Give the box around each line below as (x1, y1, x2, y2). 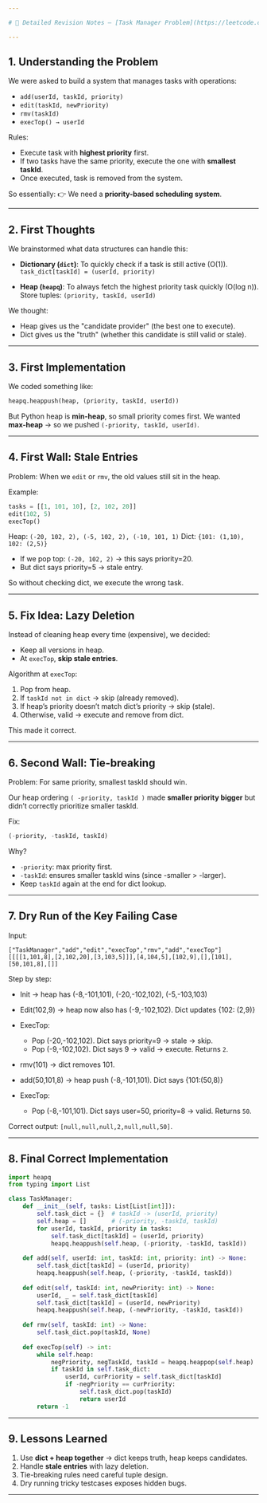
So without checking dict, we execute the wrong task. (8, 578, 184, 588)
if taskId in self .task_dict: (50, 1365, 151, 1374)
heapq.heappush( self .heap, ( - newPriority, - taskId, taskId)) (37, 1306, 244, 1314)
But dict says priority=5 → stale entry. (19, 563, 144, 572)
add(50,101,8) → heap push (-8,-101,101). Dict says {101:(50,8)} (19, 1075, 224, 1084)
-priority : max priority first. (19, 862, 113, 872)
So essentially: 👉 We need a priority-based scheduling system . (8, 189, 222, 199)
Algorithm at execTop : (8, 669, 78, 679)
